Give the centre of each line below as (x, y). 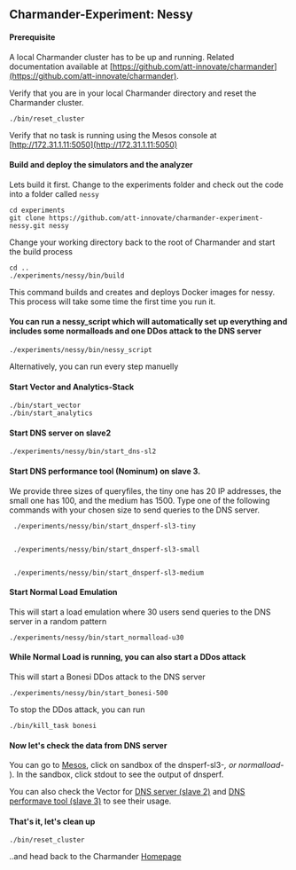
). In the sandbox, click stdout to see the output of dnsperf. (117, 774)
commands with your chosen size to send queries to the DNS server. (134, 510)
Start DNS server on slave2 (60, 433)
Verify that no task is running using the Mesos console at (113, 135)
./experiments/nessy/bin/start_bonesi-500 (89, 694)
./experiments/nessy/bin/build (67, 275)
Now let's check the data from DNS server (88, 745)
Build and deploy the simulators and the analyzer (101, 165)
